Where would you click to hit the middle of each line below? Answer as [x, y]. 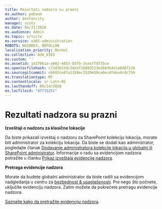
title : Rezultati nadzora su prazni [42, 9]
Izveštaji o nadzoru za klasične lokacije [45, 128]
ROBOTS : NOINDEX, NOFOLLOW [32, 46]
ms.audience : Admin [25, 32]
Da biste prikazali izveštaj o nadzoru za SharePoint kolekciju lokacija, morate [81, 137]
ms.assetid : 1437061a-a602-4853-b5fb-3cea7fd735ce [57, 64]
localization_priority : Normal [37, 50]
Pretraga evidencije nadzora [34, 167]
